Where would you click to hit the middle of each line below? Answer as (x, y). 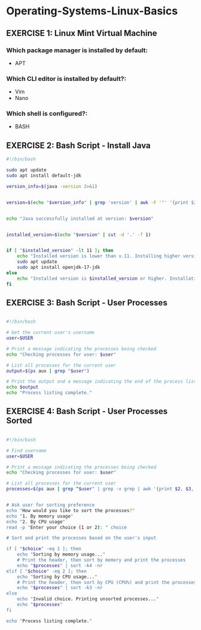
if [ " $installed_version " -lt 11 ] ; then (60, 251)
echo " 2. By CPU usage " (36, 522)
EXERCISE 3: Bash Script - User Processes (87, 303)
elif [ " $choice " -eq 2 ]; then (46, 571)
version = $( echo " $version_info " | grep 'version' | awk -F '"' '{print (98, 202)
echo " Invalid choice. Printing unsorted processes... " (88, 599)
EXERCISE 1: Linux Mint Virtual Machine (82, 33)
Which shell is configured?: (47, 114)
